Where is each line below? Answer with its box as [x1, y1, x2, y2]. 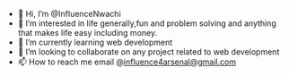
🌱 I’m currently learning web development [17, 37, 173, 47]
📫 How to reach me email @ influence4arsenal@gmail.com [17, 56, 236, 67]
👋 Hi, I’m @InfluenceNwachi [17, 9, 121, 19]
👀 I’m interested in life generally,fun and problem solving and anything [17, 18, 276, 29]
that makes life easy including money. [17, 28, 158, 38]
